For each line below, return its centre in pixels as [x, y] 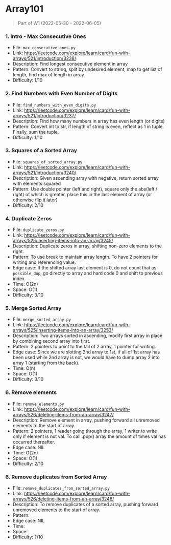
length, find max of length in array [48, 75]
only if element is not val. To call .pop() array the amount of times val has [89, 436]
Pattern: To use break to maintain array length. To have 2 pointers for [85, 257]
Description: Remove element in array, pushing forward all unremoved [86, 420]
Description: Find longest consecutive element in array [70, 64]
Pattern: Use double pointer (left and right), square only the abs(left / [85, 189]
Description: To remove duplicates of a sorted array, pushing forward [85, 505]
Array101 [25, 9]
